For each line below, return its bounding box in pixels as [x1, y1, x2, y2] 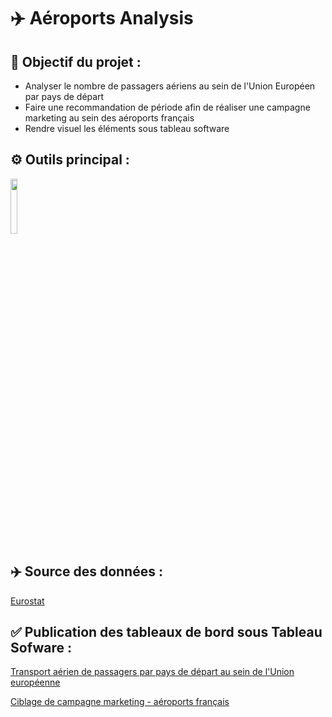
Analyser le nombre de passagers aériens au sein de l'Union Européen [24, 80, 316, 92]
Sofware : [10, 640, 72, 657]
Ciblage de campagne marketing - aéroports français [10, 696, 230, 708]
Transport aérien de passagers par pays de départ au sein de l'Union [10, 666, 295, 678]
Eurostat [10, 595, 45, 607]
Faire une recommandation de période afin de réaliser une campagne [24, 101, 311, 113]
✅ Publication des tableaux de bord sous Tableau [10, 624, 323, 641]
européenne [10, 676, 61, 689]
